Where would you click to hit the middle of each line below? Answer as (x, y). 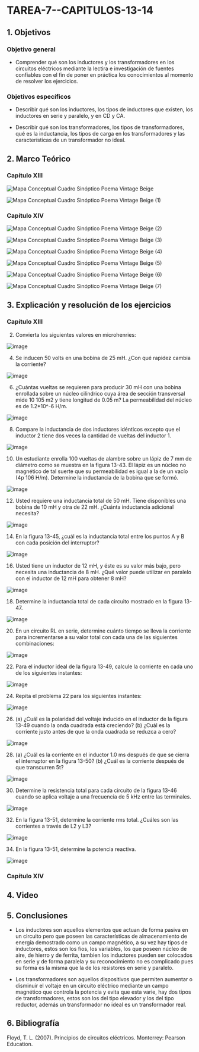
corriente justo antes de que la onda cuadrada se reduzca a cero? (96, 731)
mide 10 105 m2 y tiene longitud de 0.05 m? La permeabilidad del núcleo (103, 400)
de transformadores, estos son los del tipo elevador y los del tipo (94, 998)
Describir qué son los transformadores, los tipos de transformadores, (99, 127)
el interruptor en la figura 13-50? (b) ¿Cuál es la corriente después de (100, 761)
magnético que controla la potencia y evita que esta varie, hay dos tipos (103, 992)
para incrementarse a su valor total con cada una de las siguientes (97, 637)
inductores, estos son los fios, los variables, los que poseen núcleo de (101, 948)
